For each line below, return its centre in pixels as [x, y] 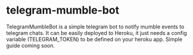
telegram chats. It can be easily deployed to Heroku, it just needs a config [96, 33]
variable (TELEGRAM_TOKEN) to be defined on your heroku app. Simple [94, 39]
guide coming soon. [31, 46]
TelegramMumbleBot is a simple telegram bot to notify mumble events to [95, 27]
